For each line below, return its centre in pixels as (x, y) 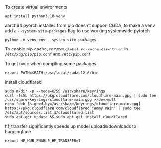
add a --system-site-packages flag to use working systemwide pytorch (78, 31)
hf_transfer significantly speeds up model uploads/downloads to (71, 126)
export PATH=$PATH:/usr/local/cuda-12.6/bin (52, 73)
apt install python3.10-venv (35, 16)
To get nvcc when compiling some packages (51, 64)
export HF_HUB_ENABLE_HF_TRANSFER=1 (43, 141)
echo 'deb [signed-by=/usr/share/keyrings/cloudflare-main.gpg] (73, 104)
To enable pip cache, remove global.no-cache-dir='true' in (67, 49)
